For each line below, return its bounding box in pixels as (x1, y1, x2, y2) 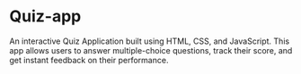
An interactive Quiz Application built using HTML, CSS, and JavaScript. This (9, 36, 290, 46)
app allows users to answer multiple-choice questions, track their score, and (9, 45, 293, 55)
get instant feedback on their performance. (9, 54, 169, 65)
